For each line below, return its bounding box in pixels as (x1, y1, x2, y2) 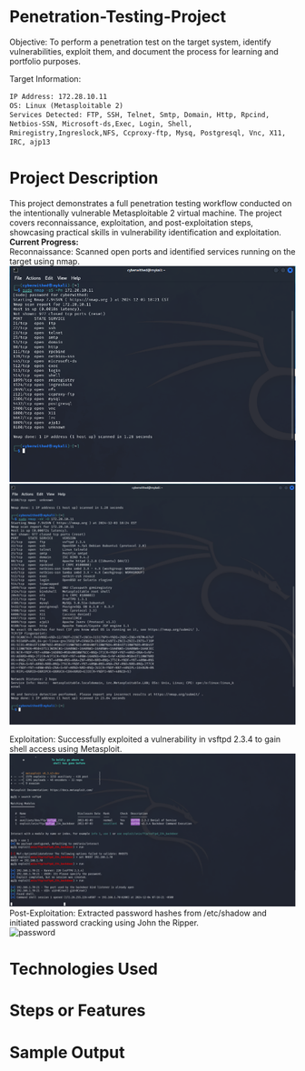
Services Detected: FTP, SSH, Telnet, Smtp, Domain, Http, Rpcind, (9, 110, 271, 119)
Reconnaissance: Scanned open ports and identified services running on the (9, 245, 296, 256)
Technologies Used (9, 959, 159, 979)
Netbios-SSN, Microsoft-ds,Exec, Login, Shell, (9, 119, 193, 128)
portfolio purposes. (9, 55, 82, 66)
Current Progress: (9, 236, 79, 247)
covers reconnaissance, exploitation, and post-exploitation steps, (9, 216, 254, 228)
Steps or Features (9, 1000, 146, 1021)
